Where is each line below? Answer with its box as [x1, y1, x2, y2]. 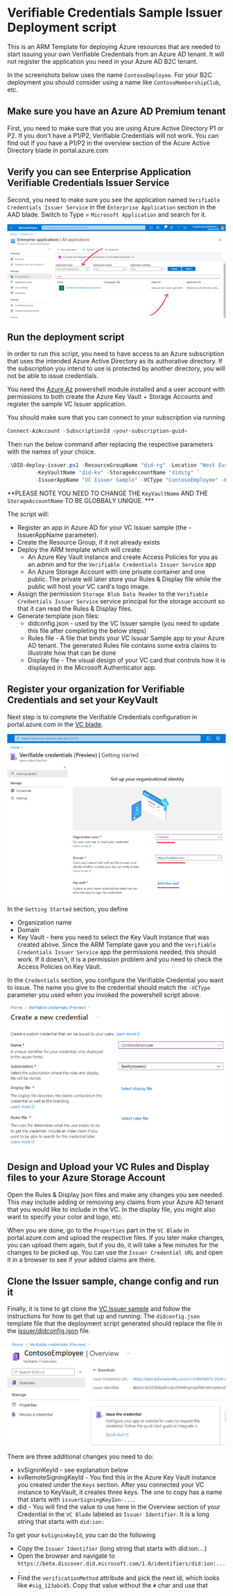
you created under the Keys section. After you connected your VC [17, 1480, 205, 1488]
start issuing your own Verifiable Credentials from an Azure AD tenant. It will [7, 50, 225, 58]
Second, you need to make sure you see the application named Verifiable [7, 196, 221, 204]
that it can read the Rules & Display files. [17, 604, 133, 612]
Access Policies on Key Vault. [17, 963, 102, 971]
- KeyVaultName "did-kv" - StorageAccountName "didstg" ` [35, 470, 200, 477]
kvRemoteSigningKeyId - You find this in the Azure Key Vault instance [17, 1473, 216, 1482]
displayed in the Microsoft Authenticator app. [27, 663, 157, 671]
